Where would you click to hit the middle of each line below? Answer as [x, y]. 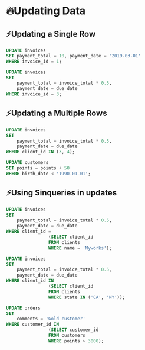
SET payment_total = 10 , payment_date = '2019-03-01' [74, 56]
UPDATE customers [27, 163]
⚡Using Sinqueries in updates [61, 193]
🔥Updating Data [46, 11]
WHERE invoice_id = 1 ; [34, 61]
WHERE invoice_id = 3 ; [34, 94]
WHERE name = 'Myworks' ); [80, 248]
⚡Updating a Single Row [51, 34]
